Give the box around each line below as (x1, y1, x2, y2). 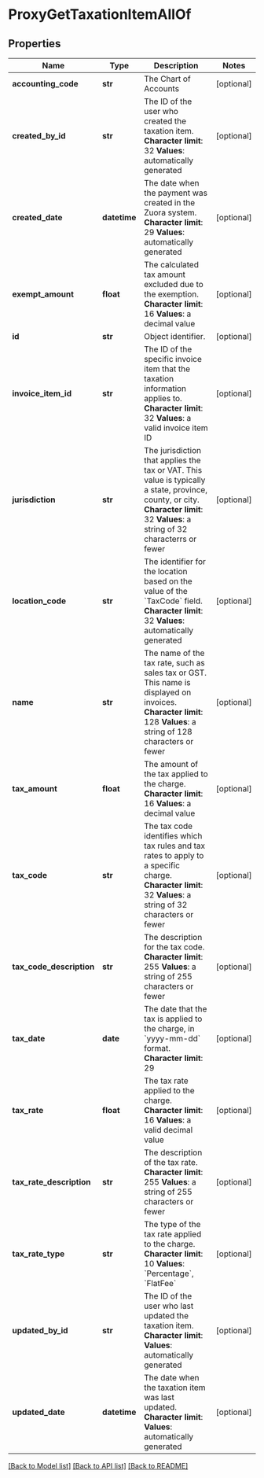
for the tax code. (144, 942, 205, 953)
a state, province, (144, 485, 208, 495)
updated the (144, 1310, 189, 1321)
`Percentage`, (144, 1268, 194, 1279)
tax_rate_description (12, 1177, 92, 1187)
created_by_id (12, 131, 66, 141)
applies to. (144, 393, 182, 404)
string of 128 (144, 726, 192, 737)
